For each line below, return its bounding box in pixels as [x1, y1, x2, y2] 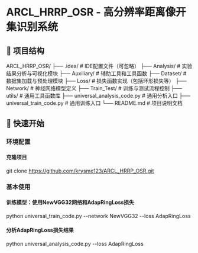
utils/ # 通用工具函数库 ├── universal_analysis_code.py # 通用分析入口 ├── [6, 92, 191, 99]
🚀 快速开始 [6, 119, 44, 129]
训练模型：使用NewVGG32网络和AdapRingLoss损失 [6, 199, 135, 206]
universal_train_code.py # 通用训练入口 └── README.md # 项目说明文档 [6, 100, 183, 107]
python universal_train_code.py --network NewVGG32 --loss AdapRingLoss [6, 212, 191, 219]
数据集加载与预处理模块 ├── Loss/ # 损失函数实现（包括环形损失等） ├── [6, 78, 187, 84]
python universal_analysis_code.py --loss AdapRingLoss [6, 240, 144, 247]
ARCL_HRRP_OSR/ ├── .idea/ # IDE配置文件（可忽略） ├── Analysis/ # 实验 [6, 63, 193, 69]
